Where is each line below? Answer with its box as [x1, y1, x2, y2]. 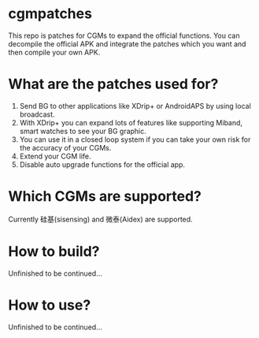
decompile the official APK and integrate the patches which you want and [8, 39, 246, 48]
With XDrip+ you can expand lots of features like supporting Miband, [19, 117, 242, 127]
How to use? [8, 296, 91, 314]
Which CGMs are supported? [8, 188, 202, 206]
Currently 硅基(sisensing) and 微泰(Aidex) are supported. [8, 214, 193, 224]
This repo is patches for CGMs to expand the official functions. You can [8, 31, 240, 40]
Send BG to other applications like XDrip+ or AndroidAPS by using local [19, 101, 252, 110]
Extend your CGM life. [19, 151, 91, 161]
